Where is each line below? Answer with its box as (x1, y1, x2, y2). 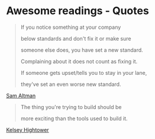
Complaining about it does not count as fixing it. (20, 58, 138, 65)
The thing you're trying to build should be (20, 103, 122, 110)
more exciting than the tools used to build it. (20, 115, 128, 122)
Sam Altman (6, 92, 36, 99)
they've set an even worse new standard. (20, 81, 121, 88)
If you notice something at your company (20, 24, 121, 31)
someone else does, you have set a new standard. (20, 46, 143, 54)
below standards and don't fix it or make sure (20, 35, 131, 42)
